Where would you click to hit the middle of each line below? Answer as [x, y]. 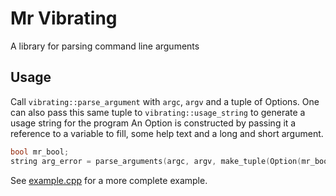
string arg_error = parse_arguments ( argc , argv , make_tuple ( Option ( [156, 161]
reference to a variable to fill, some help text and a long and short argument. [167, 133]
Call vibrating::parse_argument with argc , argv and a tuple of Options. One [165, 101]
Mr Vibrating [64, 18]
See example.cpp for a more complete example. [109, 180]
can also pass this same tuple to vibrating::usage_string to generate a [158, 112]
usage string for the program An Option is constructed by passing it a [153, 123]
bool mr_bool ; [40, 152]
